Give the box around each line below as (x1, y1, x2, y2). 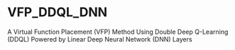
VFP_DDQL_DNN (7, 4, 108, 20)
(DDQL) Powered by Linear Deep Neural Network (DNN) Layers (7, 35, 193, 43)
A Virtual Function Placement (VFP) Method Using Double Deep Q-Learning (7, 27, 229, 36)
